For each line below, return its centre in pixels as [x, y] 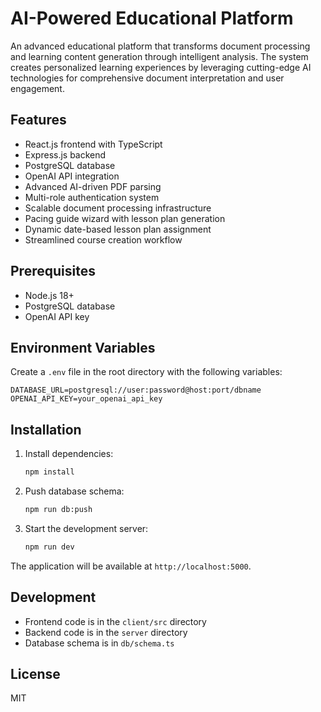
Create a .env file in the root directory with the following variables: [146, 372]
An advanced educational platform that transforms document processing [160, 46]
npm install [49, 472]
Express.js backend [65, 154]
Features [38, 120]
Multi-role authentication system [92, 197]
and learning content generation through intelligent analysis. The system [159, 56]
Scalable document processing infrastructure [118, 208]
